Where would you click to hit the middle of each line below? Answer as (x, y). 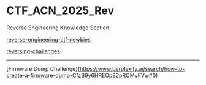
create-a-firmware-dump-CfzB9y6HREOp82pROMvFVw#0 (81, 75)
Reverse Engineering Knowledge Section (58, 28)
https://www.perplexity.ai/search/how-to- (132, 68)
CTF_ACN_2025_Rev (60, 11)
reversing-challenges (33, 51)
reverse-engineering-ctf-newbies (48, 39)
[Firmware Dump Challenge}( (43, 68)
